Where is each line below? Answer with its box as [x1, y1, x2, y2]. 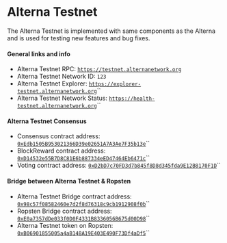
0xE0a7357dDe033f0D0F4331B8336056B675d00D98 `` [16, 214, 150, 222]
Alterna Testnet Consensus [7, 117, 87, 125]
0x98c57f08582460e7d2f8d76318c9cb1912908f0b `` [16, 199, 150, 207]
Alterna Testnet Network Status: [16, 94, 108, 103]
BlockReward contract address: [16, 146, 106, 155]
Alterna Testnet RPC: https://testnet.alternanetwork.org [16, 65, 182, 73]
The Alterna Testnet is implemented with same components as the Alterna [7, 27, 216, 35]
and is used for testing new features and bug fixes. [7, 34, 150, 42]
